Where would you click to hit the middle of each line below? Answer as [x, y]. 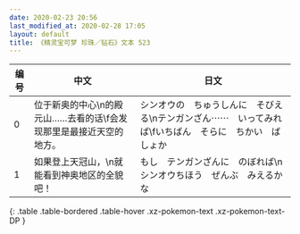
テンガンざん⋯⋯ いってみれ [220, 119]
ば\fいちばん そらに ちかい [201, 132]
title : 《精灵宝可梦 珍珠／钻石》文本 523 [80, 42]
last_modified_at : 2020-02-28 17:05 [77, 26]
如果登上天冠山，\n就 [79, 162]
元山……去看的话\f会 [76, 119]
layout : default [39, 34]
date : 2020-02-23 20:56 [54, 17]
